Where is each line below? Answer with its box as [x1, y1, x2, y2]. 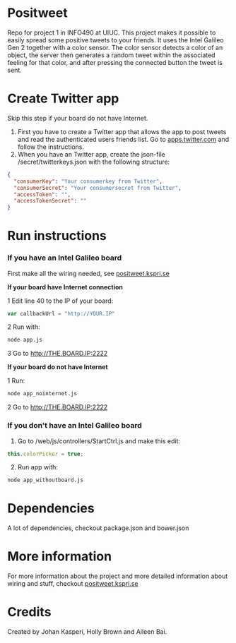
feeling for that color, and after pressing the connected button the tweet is [7, 58, 223, 66]
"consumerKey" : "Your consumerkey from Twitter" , [13, 178, 163, 185]
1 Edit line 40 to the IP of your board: [7, 296, 114, 305]
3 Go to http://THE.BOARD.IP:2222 [7, 349, 108, 358]
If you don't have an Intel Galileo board [7, 421, 143, 431]
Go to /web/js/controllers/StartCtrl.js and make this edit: [17, 436, 181, 445]
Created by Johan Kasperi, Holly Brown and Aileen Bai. [7, 627, 167, 636]
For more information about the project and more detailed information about [7, 572, 228, 580]
